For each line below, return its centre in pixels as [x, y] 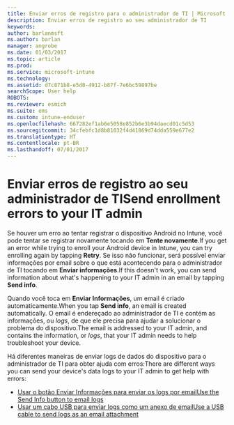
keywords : [22, 26]
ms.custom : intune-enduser [46, 117]
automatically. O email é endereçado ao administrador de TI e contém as [111, 313]
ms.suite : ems [28, 111]
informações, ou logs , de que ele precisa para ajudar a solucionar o [104, 320]
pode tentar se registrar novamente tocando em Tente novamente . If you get [117, 240]
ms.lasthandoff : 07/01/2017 [48, 150]
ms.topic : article [34, 59]
